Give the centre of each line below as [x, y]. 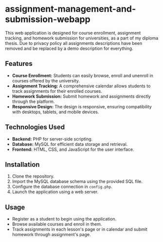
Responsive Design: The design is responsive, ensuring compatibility [82, 106]
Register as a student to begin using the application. [64, 219]
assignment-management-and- [71, 9]
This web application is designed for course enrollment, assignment [73, 33]
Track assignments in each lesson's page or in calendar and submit [80, 229]
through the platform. [33, 101]
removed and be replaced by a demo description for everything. [69, 48]
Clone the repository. [33, 176]
